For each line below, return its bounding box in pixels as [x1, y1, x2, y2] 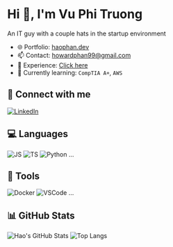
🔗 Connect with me [7, 88, 91, 100]
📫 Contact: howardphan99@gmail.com [17, 51, 131, 59]
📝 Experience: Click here [17, 61, 88, 69]
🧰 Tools [7, 170, 40, 182]
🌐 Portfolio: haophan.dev [17, 42, 90, 51]
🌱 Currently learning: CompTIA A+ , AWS [17, 68, 123, 77]
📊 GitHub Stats [7, 209, 75, 221]
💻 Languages [7, 128, 68, 140]
